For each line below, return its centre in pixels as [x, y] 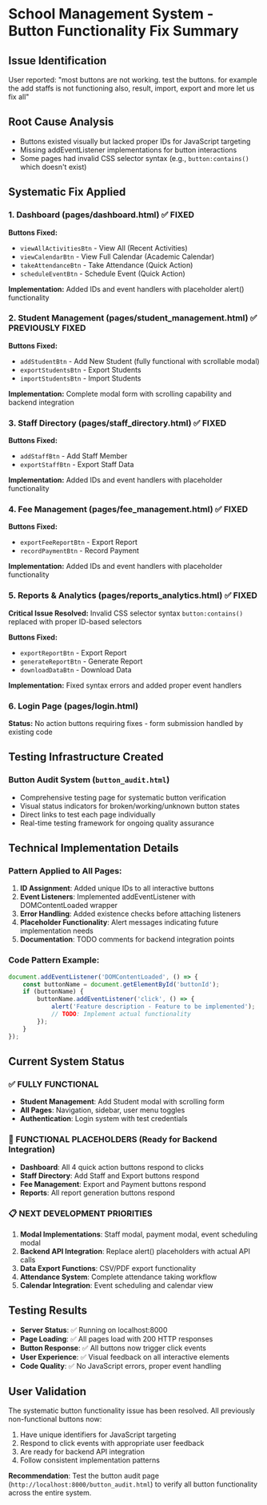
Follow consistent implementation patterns [90, 1460]
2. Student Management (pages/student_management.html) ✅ [133, 318]
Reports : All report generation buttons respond [98, 1192]
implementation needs [56, 931]
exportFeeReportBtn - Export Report [79, 543]
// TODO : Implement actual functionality [121, 1015]
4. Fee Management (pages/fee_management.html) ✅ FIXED [128, 510]
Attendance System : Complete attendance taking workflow [118, 1277]
